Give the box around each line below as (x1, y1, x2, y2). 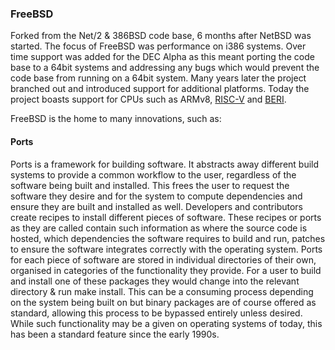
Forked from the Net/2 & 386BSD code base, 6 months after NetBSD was (10, 30, 312, 42)
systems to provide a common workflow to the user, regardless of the (10, 168, 297, 181)
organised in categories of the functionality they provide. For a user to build (10, 264, 322, 276)
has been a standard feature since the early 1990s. (10, 328, 220, 340)
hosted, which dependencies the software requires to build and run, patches (10, 232, 326, 244)
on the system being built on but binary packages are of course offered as (10, 296, 317, 308)
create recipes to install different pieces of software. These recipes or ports (10, 211, 322, 223)
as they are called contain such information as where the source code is (10, 222, 308, 234)
